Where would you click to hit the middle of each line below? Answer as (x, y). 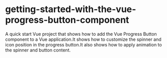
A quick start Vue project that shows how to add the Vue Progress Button (81, 34)
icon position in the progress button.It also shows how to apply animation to (83, 44)
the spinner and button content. (38, 50)
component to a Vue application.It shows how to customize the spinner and (83, 39)
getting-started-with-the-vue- (71, 9)
